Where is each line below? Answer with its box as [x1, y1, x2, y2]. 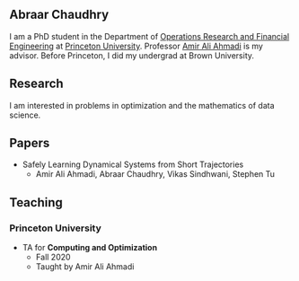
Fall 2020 [35, 251, 71, 263]
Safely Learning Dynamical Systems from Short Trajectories [22, 159, 244, 170]
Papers [9, 136, 50, 151]
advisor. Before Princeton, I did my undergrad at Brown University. [9, 49, 254, 61]
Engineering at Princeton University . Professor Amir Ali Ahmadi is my [9, 40, 263, 51]
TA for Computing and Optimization [22, 242, 158, 253]
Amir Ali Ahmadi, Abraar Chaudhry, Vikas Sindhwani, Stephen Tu [35, 169, 276, 180]
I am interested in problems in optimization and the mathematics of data [9, 100, 276, 110]
